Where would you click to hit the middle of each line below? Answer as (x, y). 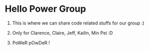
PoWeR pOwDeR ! (31, 43)
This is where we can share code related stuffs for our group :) (78, 23)
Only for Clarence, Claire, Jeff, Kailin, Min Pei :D (62, 33)
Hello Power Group (46, 9)
